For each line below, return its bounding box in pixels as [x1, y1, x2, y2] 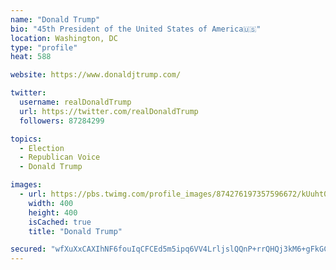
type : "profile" [10, 42, 78, 53]
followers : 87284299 [19, 116, 105, 126]
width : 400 [28, 198, 74, 208]
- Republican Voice [19, 152, 101, 163]
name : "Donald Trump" [10, 14, 101, 25]
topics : [10, 134, 43, 144]
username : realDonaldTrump [19, 97, 132, 107]
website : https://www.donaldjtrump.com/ [10, 70, 182, 80]
